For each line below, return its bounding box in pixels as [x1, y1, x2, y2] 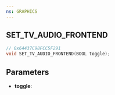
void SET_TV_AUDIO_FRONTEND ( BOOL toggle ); [6, 51, 110, 57]
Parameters [6, 67, 49, 77]
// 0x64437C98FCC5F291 [6, 45, 61, 51]
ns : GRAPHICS [6, 8, 38, 15]
